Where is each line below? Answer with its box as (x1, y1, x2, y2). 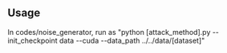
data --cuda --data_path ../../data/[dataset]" (59, 36, 205, 45)
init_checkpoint (7, 36, 58, 45)
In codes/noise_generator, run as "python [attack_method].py (7, 27, 211, 36)
